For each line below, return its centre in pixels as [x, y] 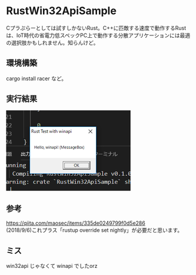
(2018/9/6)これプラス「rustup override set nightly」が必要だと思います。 [94, 230]
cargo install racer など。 [36, 78]
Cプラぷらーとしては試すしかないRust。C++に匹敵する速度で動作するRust [96, 28]
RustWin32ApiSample [61, 11]
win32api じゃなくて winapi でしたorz [52, 266]
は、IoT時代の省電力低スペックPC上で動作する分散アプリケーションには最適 [98, 35]
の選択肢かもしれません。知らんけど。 [52, 42]
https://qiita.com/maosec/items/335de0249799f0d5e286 [76, 223]
